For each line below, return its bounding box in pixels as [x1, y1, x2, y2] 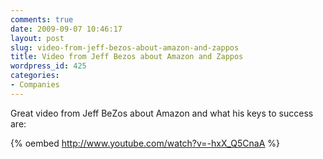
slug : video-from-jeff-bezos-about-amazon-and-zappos [10, 42, 240, 53]
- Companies [10, 80, 60, 90]
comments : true [10, 14, 74, 25]
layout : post [10, 33, 65, 43]
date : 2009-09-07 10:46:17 [10, 24, 123, 34]
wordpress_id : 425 [10, 61, 87, 71]
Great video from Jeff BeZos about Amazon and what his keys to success [10, 107, 314, 119]
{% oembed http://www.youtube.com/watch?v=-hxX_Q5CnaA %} [10, 137, 281, 149]
